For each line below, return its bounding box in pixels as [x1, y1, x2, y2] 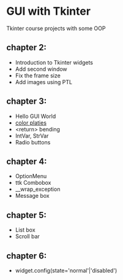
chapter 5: [6, 210, 47, 220]
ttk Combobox [15, 179, 51, 187]
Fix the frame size [15, 72, 61, 79]
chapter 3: [6, 96, 47, 107]
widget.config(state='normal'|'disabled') [15, 267, 117, 274]
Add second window [15, 65, 67, 72]
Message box [15, 192, 50, 200]
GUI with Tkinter [6, 4, 91, 18]
